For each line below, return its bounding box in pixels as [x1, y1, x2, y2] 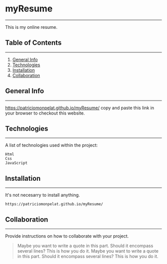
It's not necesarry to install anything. [5, 192, 81, 198]
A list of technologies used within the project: [5, 142, 98, 148]
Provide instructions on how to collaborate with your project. [5, 233, 129, 239]
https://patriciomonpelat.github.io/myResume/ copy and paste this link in [5, 105, 154, 111]
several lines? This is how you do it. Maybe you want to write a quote [17, 248, 159, 254]
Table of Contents [5, 38, 62, 47]
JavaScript [5, 160, 28, 166]
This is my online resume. [5, 24, 58, 30]
